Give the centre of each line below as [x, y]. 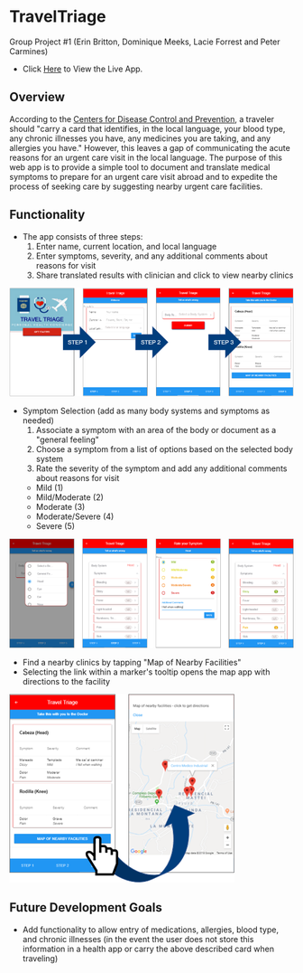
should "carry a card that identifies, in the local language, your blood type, [147, 128]
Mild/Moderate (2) [69, 497]
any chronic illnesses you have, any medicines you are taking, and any [140, 138]
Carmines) [29, 51]
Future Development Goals [86, 907]
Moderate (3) [60, 507]
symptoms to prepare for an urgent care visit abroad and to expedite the [143, 176]
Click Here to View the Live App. [83, 69]
